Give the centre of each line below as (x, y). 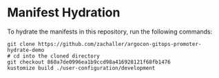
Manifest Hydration (64, 13)
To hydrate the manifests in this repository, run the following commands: (110, 31)
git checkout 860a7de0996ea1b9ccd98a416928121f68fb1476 (89, 62)
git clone (21, 44)
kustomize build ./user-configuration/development (81, 68)
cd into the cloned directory (56, 56)
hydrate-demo (26, 50)
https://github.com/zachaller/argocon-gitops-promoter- (119, 44)
